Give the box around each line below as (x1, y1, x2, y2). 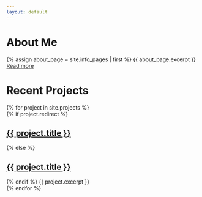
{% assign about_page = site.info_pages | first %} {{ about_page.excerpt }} (6, 56, 196, 63)
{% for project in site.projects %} (6, 103, 90, 111)
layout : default (6, 9, 48, 15)
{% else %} (6, 144, 36, 152)
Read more (6, 62, 34, 69)
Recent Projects (6, 83, 89, 97)
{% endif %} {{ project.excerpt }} (6, 178, 90, 185)
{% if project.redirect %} (6, 110, 69, 117)
